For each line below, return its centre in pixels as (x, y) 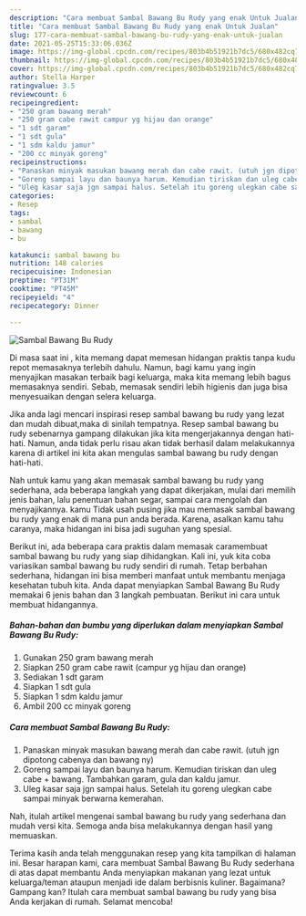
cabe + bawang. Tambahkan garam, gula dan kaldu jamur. (132, 779)
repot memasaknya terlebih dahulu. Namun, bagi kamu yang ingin (133, 367)
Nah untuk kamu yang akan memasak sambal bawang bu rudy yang (137, 480)
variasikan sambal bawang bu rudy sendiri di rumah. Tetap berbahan (138, 566)
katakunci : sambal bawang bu (65, 255)
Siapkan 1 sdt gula (56, 687)
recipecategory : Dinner (55, 306)
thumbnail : (30, 60)
